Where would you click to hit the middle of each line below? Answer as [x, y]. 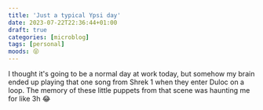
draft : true [27, 30]
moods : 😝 [24, 51]
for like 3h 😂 [29, 99]
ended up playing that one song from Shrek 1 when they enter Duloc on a [126, 82]
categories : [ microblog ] [49, 37]
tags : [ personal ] [37, 44]
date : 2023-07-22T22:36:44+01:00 [63, 23]
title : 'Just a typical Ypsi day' [65, 15]
